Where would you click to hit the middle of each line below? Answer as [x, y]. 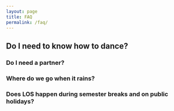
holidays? [20, 101]
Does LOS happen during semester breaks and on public [87, 94]
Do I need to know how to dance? [67, 46]
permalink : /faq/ [27, 22]
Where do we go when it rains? [50, 78]
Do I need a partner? [35, 63]
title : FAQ [19, 17]
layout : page [22, 11]
